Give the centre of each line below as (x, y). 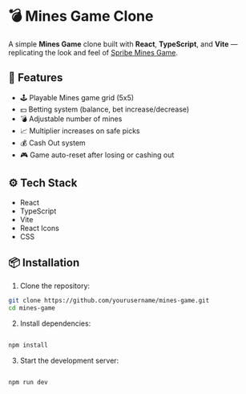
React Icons (40, 228)
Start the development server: (69, 360)
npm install (28, 345)
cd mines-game (32, 308)
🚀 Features (36, 78)
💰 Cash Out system (52, 143)
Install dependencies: (55, 323)
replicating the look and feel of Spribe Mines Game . (93, 52)
